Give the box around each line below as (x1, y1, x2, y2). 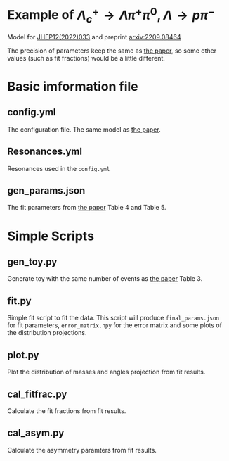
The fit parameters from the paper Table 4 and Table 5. (7, 203, 166, 212)
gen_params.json (7, 184, 86, 197)
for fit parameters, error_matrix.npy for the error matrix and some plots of (7, 321, 223, 329)
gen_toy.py (7, 256, 58, 268)
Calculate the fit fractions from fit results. (7, 406, 126, 415)
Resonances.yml (7, 146, 83, 158)
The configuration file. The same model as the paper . (7, 125, 161, 134)
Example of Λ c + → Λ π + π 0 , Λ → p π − (7, 4, 216, 25)
